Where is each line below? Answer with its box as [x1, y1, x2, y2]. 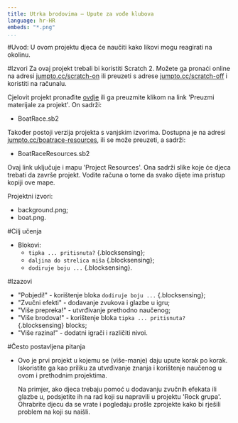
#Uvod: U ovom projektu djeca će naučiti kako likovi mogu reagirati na [7, 43, 212, 52]
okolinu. [7, 50, 31, 59]
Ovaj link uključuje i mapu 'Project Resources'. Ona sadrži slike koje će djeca [7, 163, 231, 172]
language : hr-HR [7, 17, 55, 24]
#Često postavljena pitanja [7, 342, 86, 351]
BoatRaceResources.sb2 [17, 150, 90, 158]
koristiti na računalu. [7, 79, 67, 88]
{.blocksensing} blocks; [17, 321, 87, 330]
